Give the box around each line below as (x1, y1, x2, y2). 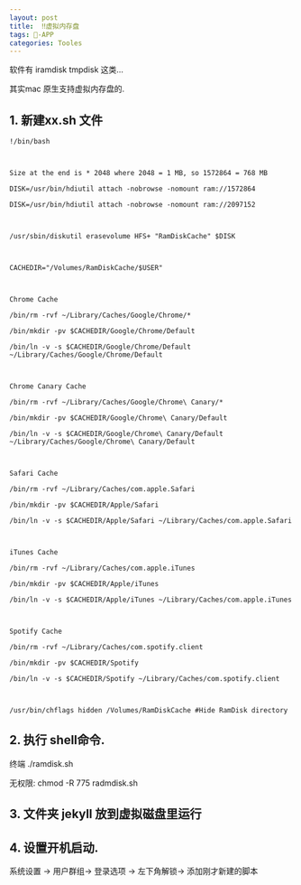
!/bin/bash (9, 137, 50, 146)
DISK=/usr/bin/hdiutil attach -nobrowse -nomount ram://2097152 (9, 200, 256, 210)
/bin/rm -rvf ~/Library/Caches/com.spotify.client (9, 643, 204, 652)
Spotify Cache (9, 627, 63, 637)
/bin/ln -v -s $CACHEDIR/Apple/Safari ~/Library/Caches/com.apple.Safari (9, 517, 293, 526)
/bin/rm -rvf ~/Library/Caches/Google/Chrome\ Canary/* (9, 398, 223, 407)
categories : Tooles (9, 38, 83, 48)
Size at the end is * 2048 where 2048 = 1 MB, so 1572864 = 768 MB (9, 169, 269, 178)
